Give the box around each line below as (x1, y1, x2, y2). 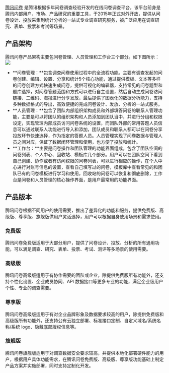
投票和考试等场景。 (27, 23, 67, 29)
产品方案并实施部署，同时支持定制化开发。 (5, 362, 94, 368)
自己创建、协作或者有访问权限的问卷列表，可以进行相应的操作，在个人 (12, 158, 158, 164)
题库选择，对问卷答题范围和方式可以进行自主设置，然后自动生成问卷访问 (12, 88, 162, 94)
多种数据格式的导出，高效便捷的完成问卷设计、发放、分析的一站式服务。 (12, 101, 162, 107)
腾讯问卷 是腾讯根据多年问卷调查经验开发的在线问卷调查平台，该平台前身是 (5, 5, 161, 10)
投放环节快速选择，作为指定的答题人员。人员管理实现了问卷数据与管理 (12, 133, 158, 139)
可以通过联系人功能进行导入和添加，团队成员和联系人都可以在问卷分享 (17, 126, 162, 132)
